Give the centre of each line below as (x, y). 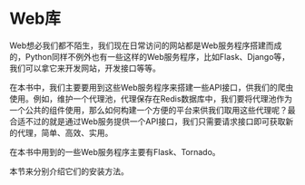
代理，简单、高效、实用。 (65, 132)
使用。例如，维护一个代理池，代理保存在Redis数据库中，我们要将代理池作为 (151, 98)
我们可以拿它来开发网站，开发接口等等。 (85, 68)
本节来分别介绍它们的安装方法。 (69, 171)
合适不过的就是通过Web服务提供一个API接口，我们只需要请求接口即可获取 (148, 121)
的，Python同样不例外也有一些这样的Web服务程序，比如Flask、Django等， (150, 56)
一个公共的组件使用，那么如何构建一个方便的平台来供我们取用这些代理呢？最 (152, 110)
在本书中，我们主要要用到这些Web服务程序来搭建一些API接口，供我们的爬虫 (152, 87)
